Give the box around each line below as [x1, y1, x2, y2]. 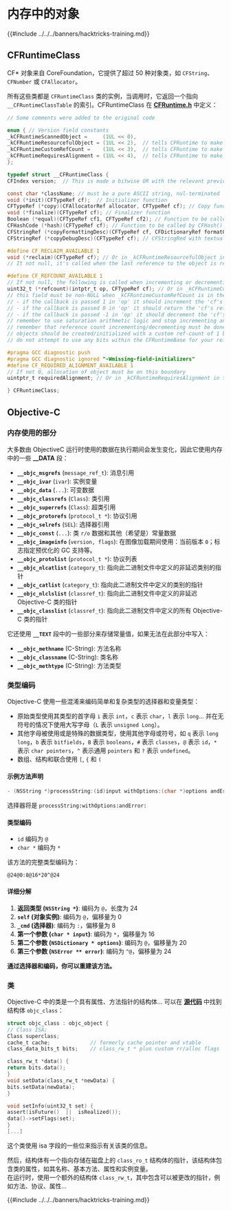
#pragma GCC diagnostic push [7, 349, 91, 356]
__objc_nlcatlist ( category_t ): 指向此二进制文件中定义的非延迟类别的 [16, 563, 216, 571]
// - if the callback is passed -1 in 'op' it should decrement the [7, 311, 208, 318]
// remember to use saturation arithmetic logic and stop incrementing [7, 318, 217, 325]
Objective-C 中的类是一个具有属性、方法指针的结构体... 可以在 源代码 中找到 [7, 997, 222, 1006]
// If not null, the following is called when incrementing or [7, 279, 192, 286]
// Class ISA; [7, 1026, 48, 1033]
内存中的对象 [7, 6, 80, 22]
